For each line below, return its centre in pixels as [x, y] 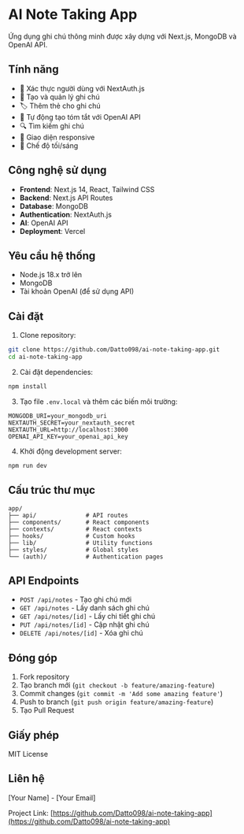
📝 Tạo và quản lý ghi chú [59, 97]
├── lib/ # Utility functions [81, 543]
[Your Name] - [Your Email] [52, 798]
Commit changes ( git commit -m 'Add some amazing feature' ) [121, 694]
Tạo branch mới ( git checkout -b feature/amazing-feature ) [117, 685]
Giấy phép [33, 735]
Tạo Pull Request [47, 710]
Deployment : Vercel [52, 231]
